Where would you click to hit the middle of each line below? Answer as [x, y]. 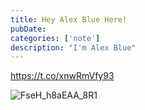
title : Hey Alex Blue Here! [69, 19]
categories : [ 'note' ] [55, 38]
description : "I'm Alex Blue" [73, 47]
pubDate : [28, 29]
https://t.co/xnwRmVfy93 [62, 76]
